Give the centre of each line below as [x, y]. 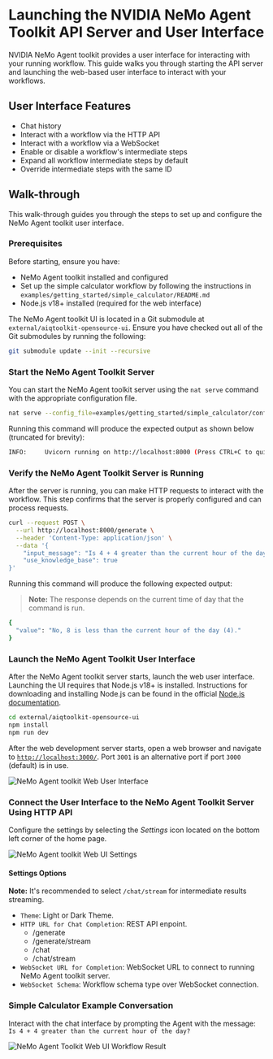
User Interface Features [70, 106]
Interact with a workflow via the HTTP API [90, 134]
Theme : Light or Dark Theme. [67, 915]
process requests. [39, 508]
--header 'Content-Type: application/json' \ [94, 538]
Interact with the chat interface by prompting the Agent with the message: [132, 1023]
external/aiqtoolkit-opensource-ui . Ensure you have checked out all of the [136, 328]
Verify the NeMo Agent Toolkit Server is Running [106, 473]
